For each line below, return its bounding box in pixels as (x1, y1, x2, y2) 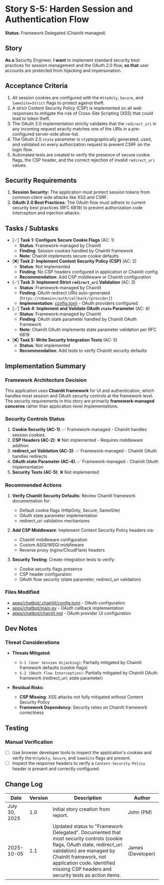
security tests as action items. (52, 872, 121, 879)
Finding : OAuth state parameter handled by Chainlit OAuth (19, 316, 137, 322)
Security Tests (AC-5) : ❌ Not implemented (12, 469, 99, 475)
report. (52, 812, 68, 819)
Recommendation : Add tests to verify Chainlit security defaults (19, 348, 147, 354)
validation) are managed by (52, 847, 116, 854)
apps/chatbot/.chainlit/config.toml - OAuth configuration (12, 600, 125, 605)
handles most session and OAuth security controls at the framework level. (5, 392, 154, 399)
